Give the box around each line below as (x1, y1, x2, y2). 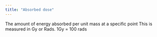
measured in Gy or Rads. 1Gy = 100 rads (5, 26, 87, 32)
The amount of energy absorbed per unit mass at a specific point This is (5, 21, 153, 27)
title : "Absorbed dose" (5, 7, 54, 12)
